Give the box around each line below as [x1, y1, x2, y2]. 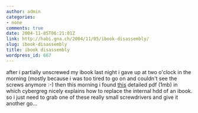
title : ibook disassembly [6, 47, 70, 53]
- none [6, 19, 22, 25]
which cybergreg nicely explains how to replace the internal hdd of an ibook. [6, 87, 193, 94]
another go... [6, 99, 37, 107]
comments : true [6, 25, 44, 31]
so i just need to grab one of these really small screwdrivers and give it [6, 94, 178, 101]
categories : [6, 14, 35, 20]
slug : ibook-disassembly [6, 42, 67, 48]
